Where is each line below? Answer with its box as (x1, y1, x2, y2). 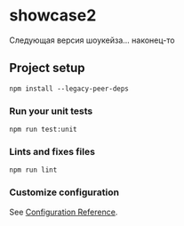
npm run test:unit (9, 125, 77, 134)
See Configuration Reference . (9, 206, 118, 217)
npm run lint (9, 165, 58, 174)
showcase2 (9, 5, 97, 26)
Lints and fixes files (9, 145, 96, 157)
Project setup (9, 61, 86, 76)
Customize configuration (9, 186, 120, 198)
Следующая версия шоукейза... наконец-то (9, 35, 175, 45)
